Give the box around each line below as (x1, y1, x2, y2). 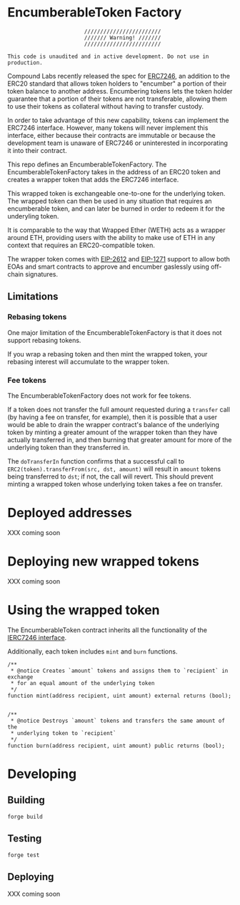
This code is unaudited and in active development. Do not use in (7, 53, 209, 60)
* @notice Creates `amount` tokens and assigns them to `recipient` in (10, 667, 229, 674)
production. (7, 59, 43, 66)
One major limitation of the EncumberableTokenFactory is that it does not (7, 328, 222, 336)
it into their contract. (7, 146, 67, 154)
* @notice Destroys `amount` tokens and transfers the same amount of (10, 717, 225, 724)
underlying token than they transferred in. (7, 443, 130, 451)
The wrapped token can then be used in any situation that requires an (7, 196, 212, 205)
